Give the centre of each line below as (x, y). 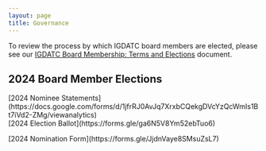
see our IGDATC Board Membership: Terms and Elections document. (120, 54)
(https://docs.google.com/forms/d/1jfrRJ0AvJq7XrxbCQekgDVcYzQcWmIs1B (133, 106)
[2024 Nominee (34, 98)
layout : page (30, 15)
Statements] (81, 98)
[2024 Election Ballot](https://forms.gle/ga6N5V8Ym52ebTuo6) (112, 123)
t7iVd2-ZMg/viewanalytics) (53, 115)
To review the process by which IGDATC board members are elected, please (133, 45)
